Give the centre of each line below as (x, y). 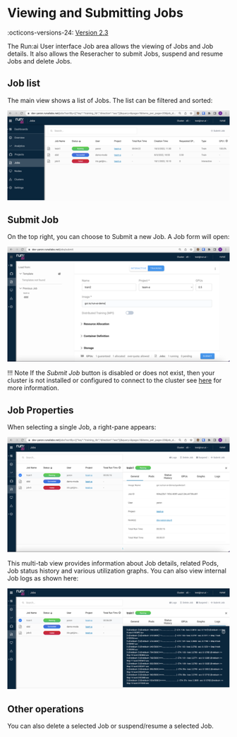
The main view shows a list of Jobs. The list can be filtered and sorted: (110, 100)
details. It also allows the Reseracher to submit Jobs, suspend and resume (115, 54)
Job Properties (41, 410)
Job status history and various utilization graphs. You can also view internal (117, 571)
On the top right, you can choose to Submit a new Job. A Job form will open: (119, 237)
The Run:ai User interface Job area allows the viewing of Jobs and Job (110, 46)
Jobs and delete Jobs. (40, 61)
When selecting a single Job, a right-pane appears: (82, 427)
